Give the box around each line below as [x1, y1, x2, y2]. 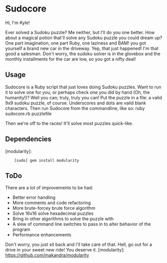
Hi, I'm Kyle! [5, 20, 30, 26]
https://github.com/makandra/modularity [5, 252, 89, 258]
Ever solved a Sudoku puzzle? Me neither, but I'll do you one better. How [5, 29, 155, 35]
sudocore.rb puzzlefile [5, 110, 52, 116]
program [12, 226, 30, 232]
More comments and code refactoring [12, 200, 91, 206]
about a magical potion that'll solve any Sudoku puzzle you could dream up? [5, 35, 162, 41]
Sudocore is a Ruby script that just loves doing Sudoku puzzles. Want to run [5, 84, 161, 90]
